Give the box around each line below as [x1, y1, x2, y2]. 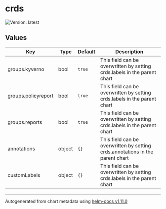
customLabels [7, 172, 41, 178]
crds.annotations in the [100, 148, 154, 155]
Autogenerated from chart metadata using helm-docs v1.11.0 [5, 198, 127, 204]
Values [5, 34, 27, 42]
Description [115, 48, 144, 55]
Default [78, 48, 95, 55]
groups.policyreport [7, 92, 54, 99]
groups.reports [7, 119, 42, 126]
